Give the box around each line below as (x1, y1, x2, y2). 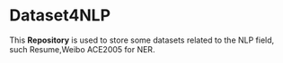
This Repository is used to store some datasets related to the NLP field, (9, 35, 275, 45)
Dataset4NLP (9, 5, 111, 26)
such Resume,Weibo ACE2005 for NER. (9, 43, 155, 54)
